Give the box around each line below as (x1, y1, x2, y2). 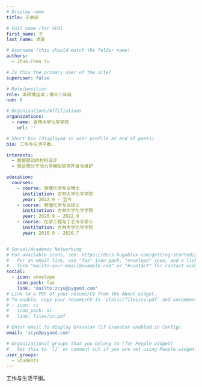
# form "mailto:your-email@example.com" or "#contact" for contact (6, 263, 185, 269)
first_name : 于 (6, 31, 43, 37)
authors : (6, 53, 28, 59)
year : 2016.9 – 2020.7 (22, 230, 79, 236)
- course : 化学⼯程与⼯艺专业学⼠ (17, 219, 94, 225)
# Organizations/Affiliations (6, 108, 82, 114)
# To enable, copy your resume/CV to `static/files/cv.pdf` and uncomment (6, 296, 198, 303)
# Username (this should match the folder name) (6, 48, 130, 54)
